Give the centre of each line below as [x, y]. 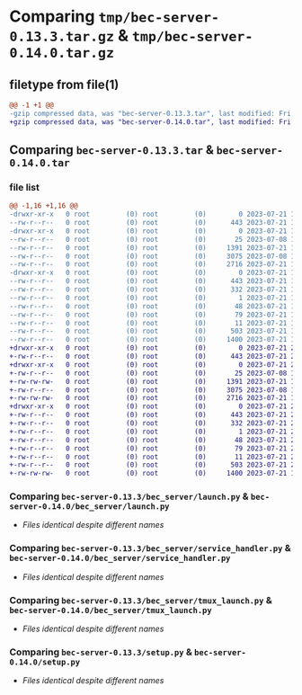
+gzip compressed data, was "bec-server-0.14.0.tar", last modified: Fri [151, 122]
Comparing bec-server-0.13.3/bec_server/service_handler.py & [150, 548]
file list [25, 187]
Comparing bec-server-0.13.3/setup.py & [101, 652]
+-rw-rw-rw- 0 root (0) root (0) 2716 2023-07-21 [148, 398]
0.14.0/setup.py [45, 662]
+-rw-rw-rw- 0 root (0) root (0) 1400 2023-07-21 [148, 474]
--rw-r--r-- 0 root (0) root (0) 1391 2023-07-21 [148, 248]
